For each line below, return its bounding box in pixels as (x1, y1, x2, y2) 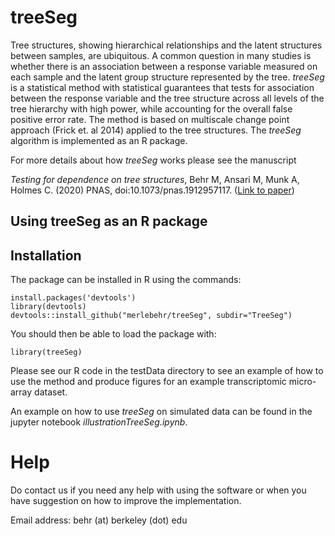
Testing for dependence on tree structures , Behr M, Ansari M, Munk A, (10, 173, 300, 185)
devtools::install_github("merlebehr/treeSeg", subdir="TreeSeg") (10, 311, 293, 321)
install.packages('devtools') (10, 293, 137, 303)
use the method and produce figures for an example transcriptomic (10, 376, 287, 388)
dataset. (34, 386, 68, 398)
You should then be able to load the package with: (10, 328, 217, 340)
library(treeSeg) (10, 347, 83, 358)
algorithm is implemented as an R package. (10, 134, 188, 146)
